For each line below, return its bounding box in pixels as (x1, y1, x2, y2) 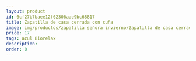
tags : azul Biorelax (6, 35, 57, 41)
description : (6, 41, 38, 47)
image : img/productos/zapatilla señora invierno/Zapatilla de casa (6, 24, 174, 31)
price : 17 (6, 30, 30, 36)
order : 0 (6, 46, 27, 52)
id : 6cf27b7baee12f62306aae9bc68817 (6, 14, 95, 20)
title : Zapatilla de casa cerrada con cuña (6, 19, 114, 25)
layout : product (6, 8, 45, 15)
